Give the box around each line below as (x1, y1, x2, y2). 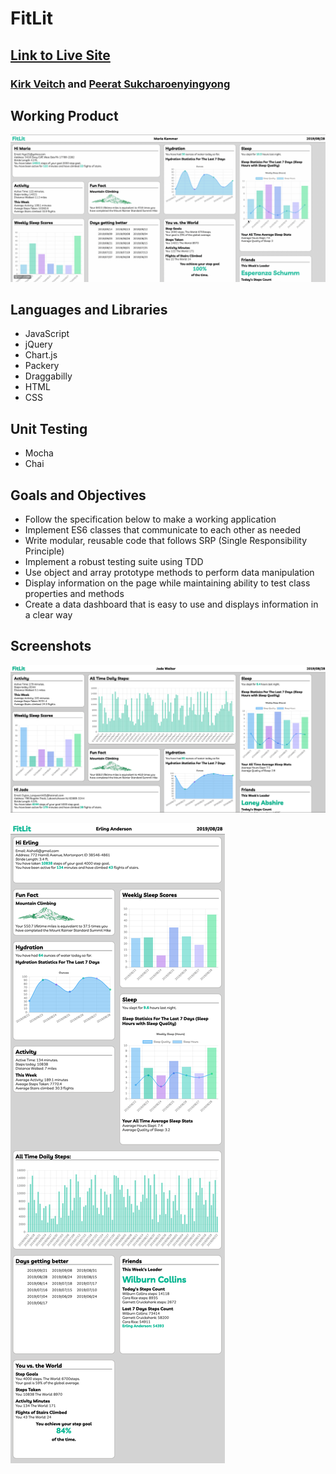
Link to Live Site (10, 47, 111, 64)
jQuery (24, 338, 53, 351)
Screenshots (10, 638, 92, 655)
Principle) (24, 545, 65, 557)
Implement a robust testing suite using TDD (24, 556, 204, 568)
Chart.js (24, 349, 58, 361)
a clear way (24, 609, 73, 621)
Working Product (10, 107, 119, 124)
